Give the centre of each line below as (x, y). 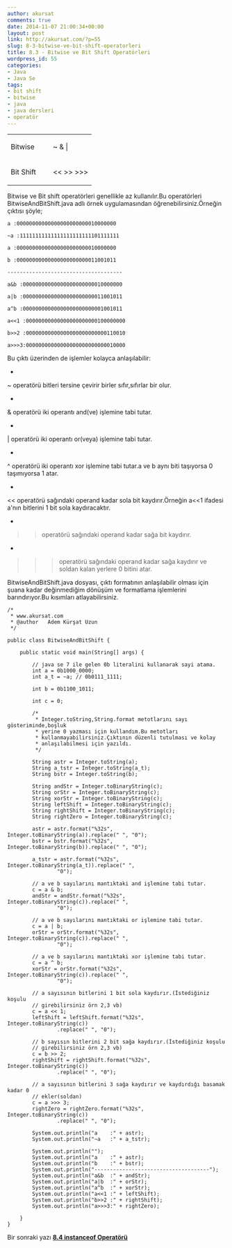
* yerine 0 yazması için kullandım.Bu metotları (107, 731)
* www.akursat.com (37, 616)
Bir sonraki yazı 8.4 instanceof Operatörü (67, 1237)
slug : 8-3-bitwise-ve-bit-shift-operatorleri (74, 46)
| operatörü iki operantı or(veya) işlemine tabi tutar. (80, 439)
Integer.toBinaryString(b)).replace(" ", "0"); (77, 847)
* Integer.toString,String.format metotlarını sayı (111, 719)
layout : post (26, 33)
